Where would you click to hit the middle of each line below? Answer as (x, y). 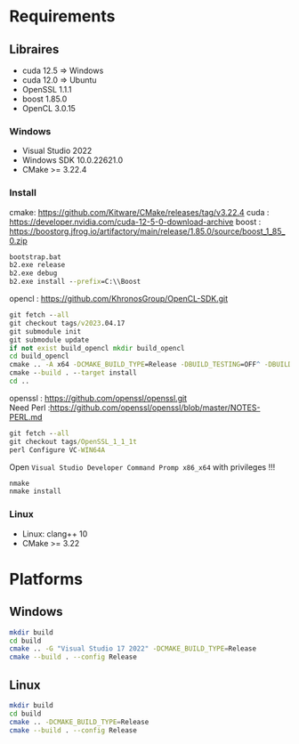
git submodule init (45, 331)
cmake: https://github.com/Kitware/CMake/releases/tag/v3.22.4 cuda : (139, 212)
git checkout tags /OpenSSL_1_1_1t (73, 441)
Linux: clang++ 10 (55, 534)
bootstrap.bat (36, 257)
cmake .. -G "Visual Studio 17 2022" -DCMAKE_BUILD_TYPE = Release (133, 649)
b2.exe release (37, 265)
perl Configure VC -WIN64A (57, 450)
